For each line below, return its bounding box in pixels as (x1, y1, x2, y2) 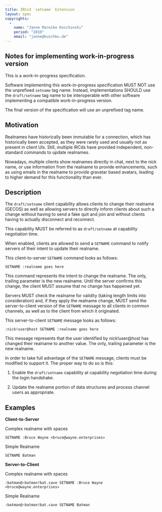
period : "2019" (14, 30, 45, 34)
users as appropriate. (12, 389, 55, 396)
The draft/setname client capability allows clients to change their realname (5, 201, 154, 207)
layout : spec (5, 12, 32, 17)
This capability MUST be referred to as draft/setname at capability (5, 226, 138, 232)
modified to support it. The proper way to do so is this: (5, 360, 114, 366)
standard (5, 149, 23, 155)
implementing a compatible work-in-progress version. (5, 98, 113, 103)
